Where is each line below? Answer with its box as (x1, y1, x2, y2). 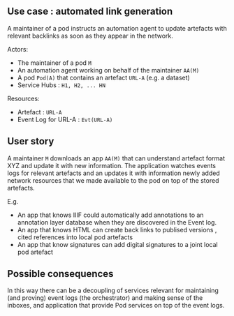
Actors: (7, 45, 29, 53)
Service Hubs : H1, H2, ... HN (17, 80, 106, 89)
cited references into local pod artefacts (17, 233, 133, 241)
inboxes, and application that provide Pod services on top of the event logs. (7, 301, 225, 310)
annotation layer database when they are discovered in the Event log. (17, 218, 217, 226)
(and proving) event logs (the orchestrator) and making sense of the (7, 294, 203, 302)
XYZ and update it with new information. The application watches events (7, 161, 217, 170)
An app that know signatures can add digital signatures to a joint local (17, 240, 218, 248)
